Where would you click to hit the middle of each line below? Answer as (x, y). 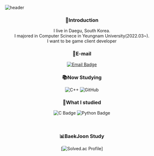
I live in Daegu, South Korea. (82, 31)
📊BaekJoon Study (82, 136)
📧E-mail (82, 54)
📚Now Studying (82, 77)
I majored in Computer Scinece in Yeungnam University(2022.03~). (82, 36)
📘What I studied (82, 102)
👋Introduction (82, 20)
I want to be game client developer (82, 41)
